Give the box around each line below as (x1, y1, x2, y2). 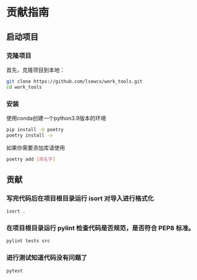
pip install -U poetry (6, 126, 64, 132)
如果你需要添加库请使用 (6, 144, 65, 151)
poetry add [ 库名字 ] (6, 156, 56, 162)
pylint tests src (6, 238, 50, 244)
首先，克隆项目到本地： (6, 66, 65, 73)
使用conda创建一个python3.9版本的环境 (6, 114, 106, 121)
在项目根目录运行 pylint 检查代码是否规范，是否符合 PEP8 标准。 (6, 224, 195, 233)
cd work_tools (6, 84, 43, 90)
